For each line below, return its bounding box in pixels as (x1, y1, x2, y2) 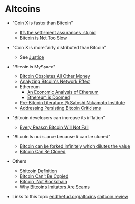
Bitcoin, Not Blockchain (19, 178, 68, 184)
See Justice (19, 54, 44, 60)
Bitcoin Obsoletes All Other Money (19, 73, 90, 79)
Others (12, 158, 27, 164)
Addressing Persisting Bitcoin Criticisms (19, 105, 101, 111)
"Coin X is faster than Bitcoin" (12, 20, 73, 26)
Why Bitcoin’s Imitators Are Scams (19, 184, 90, 190)
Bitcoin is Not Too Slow (19, 35, 67, 41)
